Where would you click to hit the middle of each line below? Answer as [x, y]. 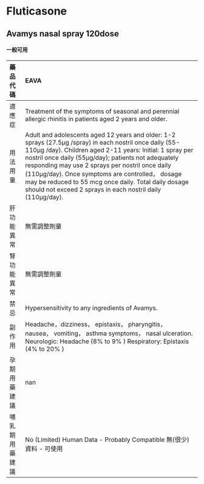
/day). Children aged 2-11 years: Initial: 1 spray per [120, 150]
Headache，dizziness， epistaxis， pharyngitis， [96, 324]
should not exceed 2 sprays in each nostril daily [93, 189]
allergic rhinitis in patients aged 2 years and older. [96, 118]
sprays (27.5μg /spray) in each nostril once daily [95, 142]
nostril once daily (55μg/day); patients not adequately [102, 157]
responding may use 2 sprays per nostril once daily [98, 165]
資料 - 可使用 [44, 449]
